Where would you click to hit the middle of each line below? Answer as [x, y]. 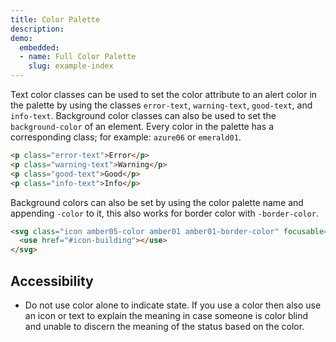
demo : [21, 38]
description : [37, 29]
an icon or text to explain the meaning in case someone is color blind [166, 315]
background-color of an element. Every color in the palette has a [142, 126]
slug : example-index [71, 66]
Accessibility [52, 281]
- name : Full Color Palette [78, 57]
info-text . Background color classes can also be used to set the [143, 115]
